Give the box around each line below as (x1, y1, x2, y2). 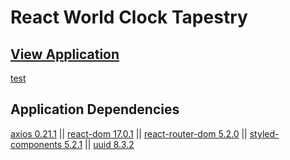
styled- (249, 127, 280, 140)
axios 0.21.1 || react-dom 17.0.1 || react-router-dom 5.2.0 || (10, 127, 248, 140)
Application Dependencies (10, 101, 180, 118)
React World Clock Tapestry (10, 6, 248, 29)
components (10, 138, 63, 150)
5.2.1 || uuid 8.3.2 (64, 138, 135, 150)
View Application (10, 46, 120, 63)
